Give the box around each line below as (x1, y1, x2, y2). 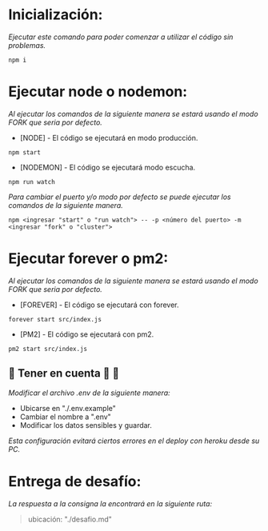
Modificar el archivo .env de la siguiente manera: (8, 388, 170, 397)
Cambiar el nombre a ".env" (19, 412, 112, 421)
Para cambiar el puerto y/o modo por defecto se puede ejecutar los (8, 192, 231, 202)
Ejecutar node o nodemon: (8, 82, 188, 101)
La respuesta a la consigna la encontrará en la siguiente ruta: (8, 498, 213, 509)
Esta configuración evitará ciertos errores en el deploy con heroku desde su (8, 436, 260, 445)
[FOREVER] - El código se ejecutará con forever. (19, 300, 179, 309)
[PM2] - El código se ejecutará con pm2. (19, 329, 154, 339)
